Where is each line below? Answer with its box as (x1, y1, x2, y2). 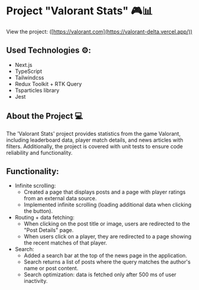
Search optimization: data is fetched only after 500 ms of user (23, 271, 177, 278)
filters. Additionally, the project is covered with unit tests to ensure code (6, 142, 183, 149)
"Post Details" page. (23, 227, 74, 234)
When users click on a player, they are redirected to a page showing (23, 233, 192, 240)
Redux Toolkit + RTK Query (14, 80, 82, 87)
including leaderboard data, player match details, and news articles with (6, 136, 183, 144)
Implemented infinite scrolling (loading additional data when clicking (23, 201, 192, 209)
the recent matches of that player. (23, 239, 108, 246)
